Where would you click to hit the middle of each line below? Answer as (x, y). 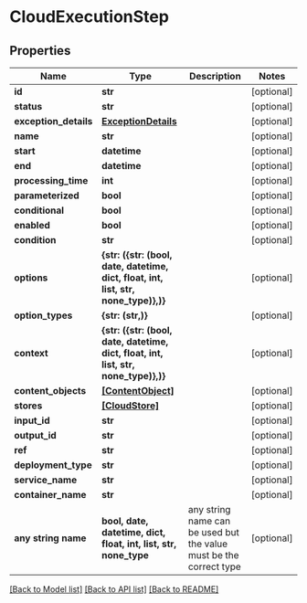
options (31, 278)
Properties (40, 51)
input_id (32, 420)
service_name (46, 480)
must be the (213, 555)
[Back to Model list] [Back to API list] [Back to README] (114, 589)
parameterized (47, 196)
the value (208, 544)
